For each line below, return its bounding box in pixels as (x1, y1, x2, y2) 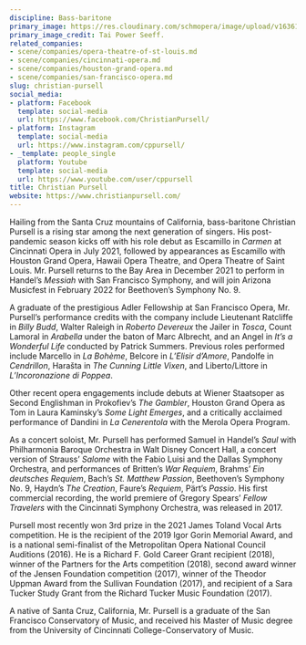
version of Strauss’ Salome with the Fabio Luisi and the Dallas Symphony (9, 453, 283, 464)
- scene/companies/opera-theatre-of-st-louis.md (9, 47, 198, 57)
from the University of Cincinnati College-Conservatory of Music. (9, 625, 255, 635)
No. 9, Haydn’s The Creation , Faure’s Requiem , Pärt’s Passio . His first (9, 483, 269, 494)
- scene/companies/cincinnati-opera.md (9, 56, 161, 65)
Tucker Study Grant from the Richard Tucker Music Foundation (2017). (9, 588, 273, 598)
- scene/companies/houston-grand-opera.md (9, 65, 173, 74)
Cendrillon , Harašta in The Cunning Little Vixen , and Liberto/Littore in (9, 360, 268, 370)
